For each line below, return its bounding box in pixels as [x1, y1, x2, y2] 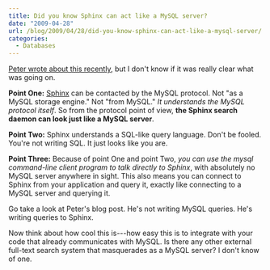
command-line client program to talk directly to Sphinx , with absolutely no [8, 162, 255, 172]
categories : [8, 34, 49, 43]
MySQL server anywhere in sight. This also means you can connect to [8, 171, 242, 181]
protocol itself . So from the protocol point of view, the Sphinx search [8, 106, 238, 116]
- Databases [15, 42, 57, 50]
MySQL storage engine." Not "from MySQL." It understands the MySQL [8, 97, 245, 107]
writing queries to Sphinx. [8, 213, 95, 222]
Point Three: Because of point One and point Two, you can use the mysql [8, 154, 254, 164]
